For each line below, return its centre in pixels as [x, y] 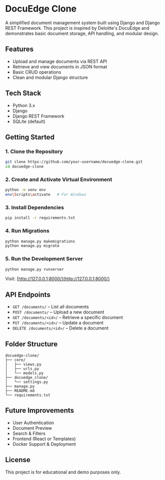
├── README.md [20, 391]
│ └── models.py [24, 373]
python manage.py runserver [35, 269]
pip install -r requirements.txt [40, 218]
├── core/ [16, 360]
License [18, 460]
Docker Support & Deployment [44, 444]
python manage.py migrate [32, 246]
